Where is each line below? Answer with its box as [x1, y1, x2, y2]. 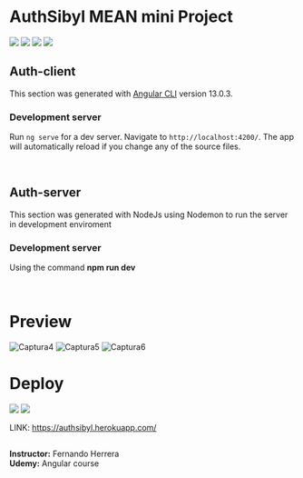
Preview [9, 312, 73, 333]
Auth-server [9, 184, 82, 201]
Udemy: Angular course [9, 458, 100, 469]
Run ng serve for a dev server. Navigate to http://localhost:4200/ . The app [9, 132, 295, 143]
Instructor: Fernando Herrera [9, 448, 120, 460]
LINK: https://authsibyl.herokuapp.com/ [9, 423, 157, 433]
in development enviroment [9, 218, 112, 229]
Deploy [9, 373, 64, 394]
